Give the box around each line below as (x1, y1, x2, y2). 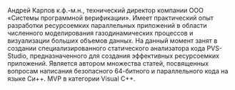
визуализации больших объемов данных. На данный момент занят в (7, 36, 218, 45)
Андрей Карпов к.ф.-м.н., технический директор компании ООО (7, 6, 204, 14)
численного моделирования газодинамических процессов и (7, 29, 194, 37)
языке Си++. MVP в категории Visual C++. (7, 74, 136, 83)
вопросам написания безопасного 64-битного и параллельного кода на (7, 67, 229, 75)
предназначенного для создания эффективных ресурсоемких (29, 51, 220, 60)
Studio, (7, 51, 29, 60)
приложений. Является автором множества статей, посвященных (7, 59, 209, 67)
